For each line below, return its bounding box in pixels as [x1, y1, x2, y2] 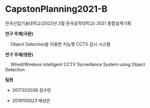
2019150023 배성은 [12, 97, 51, 104]
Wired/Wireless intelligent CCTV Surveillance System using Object [10, 61, 145, 67]
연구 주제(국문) [5, 30, 33, 36]
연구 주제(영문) [5, 52, 33, 57]
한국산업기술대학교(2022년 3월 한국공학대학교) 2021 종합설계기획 [5, 20, 131, 26]
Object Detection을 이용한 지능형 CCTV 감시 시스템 [10, 41, 111, 47]
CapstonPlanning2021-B [5, 3, 108, 15]
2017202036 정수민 [12, 87, 52, 93]
